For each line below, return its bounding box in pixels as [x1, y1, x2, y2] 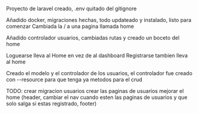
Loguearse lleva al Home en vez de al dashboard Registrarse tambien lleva [6, 52, 188, 59]
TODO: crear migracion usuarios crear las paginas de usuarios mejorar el [6, 88, 184, 94]
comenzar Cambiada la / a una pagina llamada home [6, 23, 134, 30]
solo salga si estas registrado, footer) [6, 100, 97, 107]
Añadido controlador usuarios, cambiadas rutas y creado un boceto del [6, 34, 180, 41]
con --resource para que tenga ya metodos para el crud [6, 76, 143, 83]
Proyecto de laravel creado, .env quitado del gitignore [6, 5, 137, 12]
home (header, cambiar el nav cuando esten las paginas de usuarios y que [6, 94, 188, 101]
